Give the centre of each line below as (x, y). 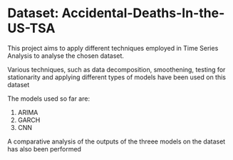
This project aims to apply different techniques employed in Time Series (113, 48)
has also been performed (45, 149)
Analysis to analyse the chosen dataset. (66, 56)
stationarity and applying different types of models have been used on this (117, 77)
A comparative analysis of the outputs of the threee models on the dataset (116, 141)
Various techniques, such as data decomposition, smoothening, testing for (116, 69)
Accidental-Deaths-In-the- (143, 13)
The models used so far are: (49, 99)
